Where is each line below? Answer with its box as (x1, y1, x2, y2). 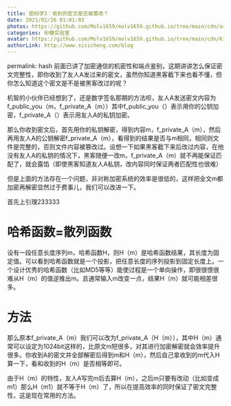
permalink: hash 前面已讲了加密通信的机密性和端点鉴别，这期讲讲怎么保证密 (7, 62, 223, 70)
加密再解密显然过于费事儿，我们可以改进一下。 (7, 183, 140, 191)
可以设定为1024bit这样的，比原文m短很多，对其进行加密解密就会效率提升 (12, 342, 220, 350)
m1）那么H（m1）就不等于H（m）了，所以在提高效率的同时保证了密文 (7, 383, 205, 391)
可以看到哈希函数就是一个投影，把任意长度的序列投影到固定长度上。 (25, 257, 218, 265)
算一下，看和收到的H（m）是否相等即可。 (7, 359, 126, 367)
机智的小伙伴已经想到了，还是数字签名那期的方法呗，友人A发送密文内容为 (7, 94, 217, 102)
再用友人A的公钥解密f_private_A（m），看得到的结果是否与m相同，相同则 (7, 134, 213, 142)
